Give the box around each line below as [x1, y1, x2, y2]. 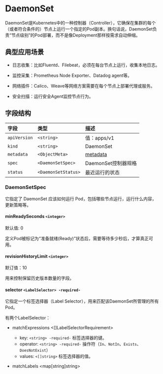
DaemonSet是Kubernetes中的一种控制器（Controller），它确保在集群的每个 [5, 20, 156, 26]
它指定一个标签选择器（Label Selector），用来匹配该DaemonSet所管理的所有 [5, 298, 159, 304]
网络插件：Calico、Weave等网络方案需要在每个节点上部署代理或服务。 [12, 83, 155, 89]
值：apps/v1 [85, 134, 114, 141]
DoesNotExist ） [19, 347, 51, 353]
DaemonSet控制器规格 [85, 159, 137, 166]
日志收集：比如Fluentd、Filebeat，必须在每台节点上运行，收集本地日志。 [12, 62, 160, 68]
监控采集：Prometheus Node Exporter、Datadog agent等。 [12, 72, 132, 78]
